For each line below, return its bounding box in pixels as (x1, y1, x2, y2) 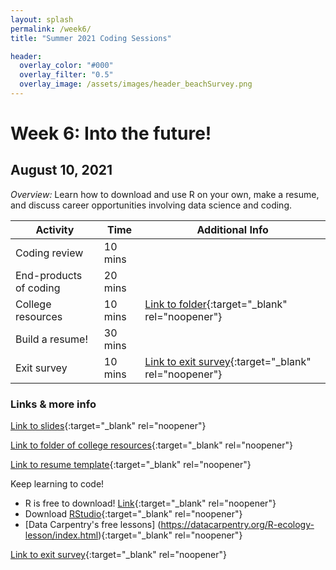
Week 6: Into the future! (10, 122, 212, 145)
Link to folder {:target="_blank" (144, 297, 288, 311)
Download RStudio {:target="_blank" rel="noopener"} (24, 508, 243, 520)
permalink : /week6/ (10, 24, 92, 34)
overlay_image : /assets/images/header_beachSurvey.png (19, 79, 253, 90)
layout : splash (10, 14, 74, 25)
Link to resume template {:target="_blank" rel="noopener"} (10, 459, 252, 471)
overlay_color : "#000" (19, 61, 114, 71)
